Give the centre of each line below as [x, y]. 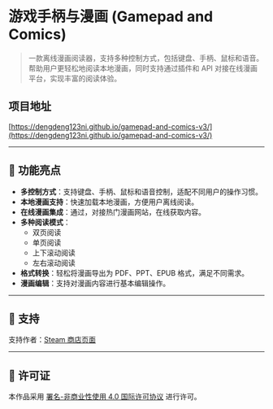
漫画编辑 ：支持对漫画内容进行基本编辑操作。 [95, 283]
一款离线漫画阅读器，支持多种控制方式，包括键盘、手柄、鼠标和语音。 [146, 58]
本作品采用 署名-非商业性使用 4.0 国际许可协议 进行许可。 [105, 397]
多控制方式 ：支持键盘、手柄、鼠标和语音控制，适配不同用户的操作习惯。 [141, 191]
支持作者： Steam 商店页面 [52, 340]
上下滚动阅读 [54, 252]
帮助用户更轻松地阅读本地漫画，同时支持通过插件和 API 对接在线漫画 [143, 68]
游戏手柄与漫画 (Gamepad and [111, 17]
